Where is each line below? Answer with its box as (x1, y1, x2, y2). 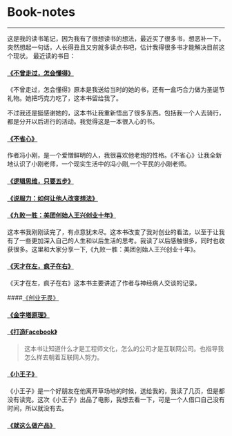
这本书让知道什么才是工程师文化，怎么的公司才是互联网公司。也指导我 (23, 344, 224, 352)
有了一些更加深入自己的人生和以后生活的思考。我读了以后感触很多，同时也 (7, 236, 219, 245)
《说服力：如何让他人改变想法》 (7, 194, 98, 202)
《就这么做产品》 (7, 421, 56, 429)
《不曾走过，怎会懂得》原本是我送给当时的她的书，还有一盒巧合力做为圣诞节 (7, 86, 225, 94)
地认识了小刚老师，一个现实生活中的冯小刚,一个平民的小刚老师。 (7, 160, 191, 168)
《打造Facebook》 (7, 328, 57, 336)
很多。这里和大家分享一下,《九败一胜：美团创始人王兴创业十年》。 (12, 245, 200, 253)
